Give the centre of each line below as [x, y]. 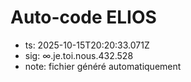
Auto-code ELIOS [83, 17]
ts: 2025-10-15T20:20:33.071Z [87, 45]
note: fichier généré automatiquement [103, 66]
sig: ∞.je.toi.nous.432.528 [79, 55]
